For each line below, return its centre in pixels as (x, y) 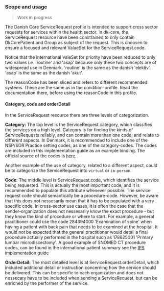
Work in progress (35, 18)
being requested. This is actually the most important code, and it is (72, 185)
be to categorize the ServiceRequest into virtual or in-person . (68, 170)
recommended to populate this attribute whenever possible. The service (78, 190)
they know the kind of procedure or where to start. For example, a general (80, 216)
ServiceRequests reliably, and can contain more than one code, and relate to (82, 135)
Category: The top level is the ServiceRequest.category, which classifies (79, 124)
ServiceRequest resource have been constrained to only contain (70, 37)
